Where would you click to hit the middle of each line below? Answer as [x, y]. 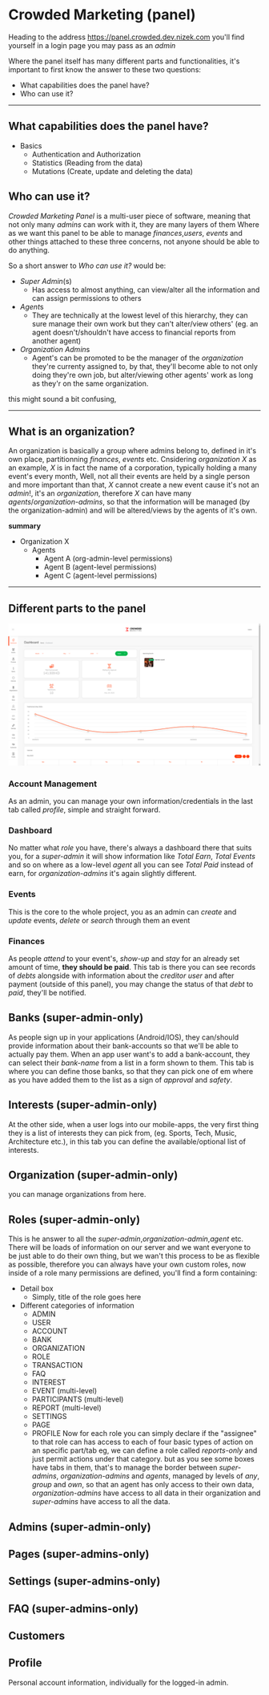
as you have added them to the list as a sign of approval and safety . [120, 1080]
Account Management [53, 784]
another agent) [56, 341]
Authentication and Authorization [86, 154]
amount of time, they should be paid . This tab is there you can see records [132, 967]
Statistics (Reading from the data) [87, 163]
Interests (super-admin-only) [83, 1105]
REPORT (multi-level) [66, 1408]
